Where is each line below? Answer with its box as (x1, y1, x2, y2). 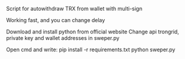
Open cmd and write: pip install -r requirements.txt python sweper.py (6, 46, 175, 53)
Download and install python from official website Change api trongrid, (6, 28, 180, 35)
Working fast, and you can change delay (6, 17, 105, 23)
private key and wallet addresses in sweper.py (6, 35, 120, 41)
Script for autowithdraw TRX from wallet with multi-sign (6, 5, 143, 12)
